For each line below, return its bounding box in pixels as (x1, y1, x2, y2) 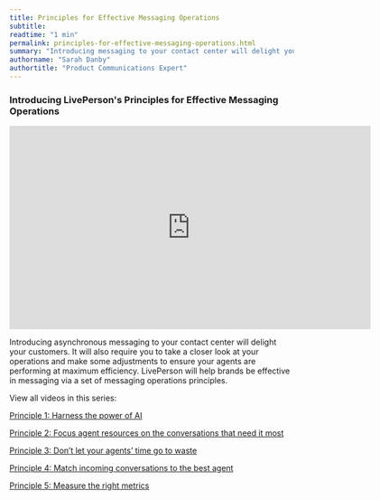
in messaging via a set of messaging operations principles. (9, 375, 228, 386)
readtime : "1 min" (9, 30, 79, 39)
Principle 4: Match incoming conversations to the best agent (9, 463, 234, 474)
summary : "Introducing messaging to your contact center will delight (9, 47, 281, 56)
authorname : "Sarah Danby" (9, 55, 111, 64)
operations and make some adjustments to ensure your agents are (9, 356, 256, 367)
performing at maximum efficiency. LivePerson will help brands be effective (9, 365, 291, 376)
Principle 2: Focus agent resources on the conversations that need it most (9, 428, 284, 439)
